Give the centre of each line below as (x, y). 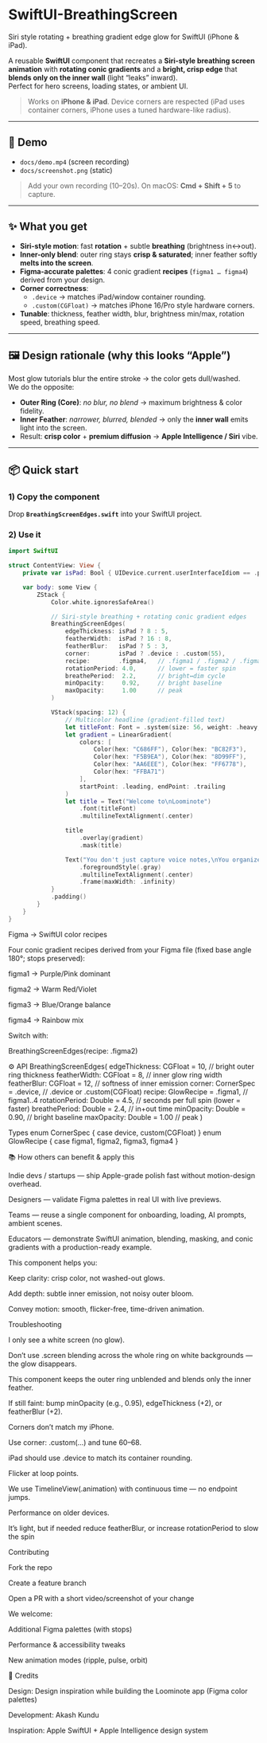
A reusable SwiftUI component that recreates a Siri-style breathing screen (132, 61)
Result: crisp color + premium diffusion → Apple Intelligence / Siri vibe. (139, 437)
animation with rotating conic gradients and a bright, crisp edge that (123, 69)
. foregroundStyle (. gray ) (120, 867)
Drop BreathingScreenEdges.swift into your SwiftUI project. (105, 514)
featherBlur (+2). (36, 1411)
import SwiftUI (33, 552)
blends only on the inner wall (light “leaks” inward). (93, 77)
